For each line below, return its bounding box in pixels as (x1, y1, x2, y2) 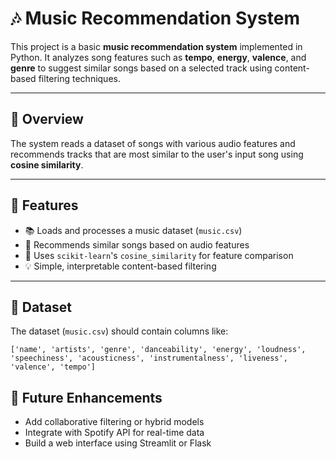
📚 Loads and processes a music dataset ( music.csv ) (24, 224, 243, 236)
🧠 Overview (10, 111, 84, 128)
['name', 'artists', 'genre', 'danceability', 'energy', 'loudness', (10, 345, 307, 355)
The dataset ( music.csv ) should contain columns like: (10, 325, 229, 337)
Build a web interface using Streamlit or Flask (24, 437, 212, 449)
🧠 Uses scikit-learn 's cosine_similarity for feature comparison (24, 249, 294, 261)
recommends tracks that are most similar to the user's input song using (10, 148, 304, 160)
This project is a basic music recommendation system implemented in (10, 40, 303, 52)
